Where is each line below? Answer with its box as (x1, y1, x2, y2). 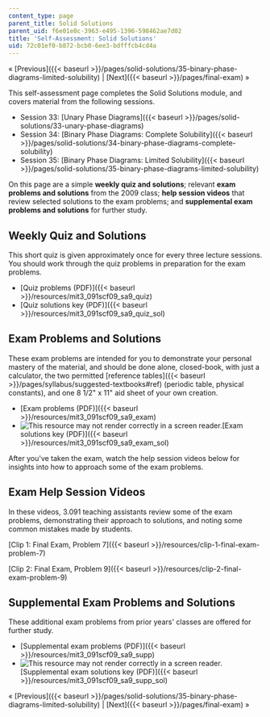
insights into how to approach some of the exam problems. (8, 462, 204, 472)
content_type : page (8, 11, 74, 20)
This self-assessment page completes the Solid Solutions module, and (8, 88, 243, 98)
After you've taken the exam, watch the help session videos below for (8, 453, 240, 463)
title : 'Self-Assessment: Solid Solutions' (8, 34, 157, 43)
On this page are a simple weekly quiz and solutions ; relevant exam (8, 179, 236, 190)
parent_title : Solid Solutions (8, 19, 114, 27)
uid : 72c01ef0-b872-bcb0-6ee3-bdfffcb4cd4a (8, 42, 157, 50)
